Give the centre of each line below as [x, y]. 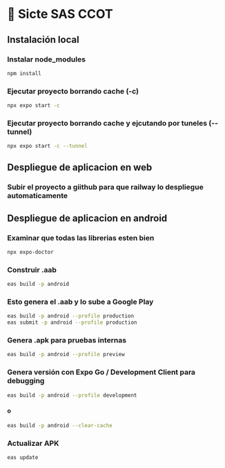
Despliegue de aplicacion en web [80, 167]
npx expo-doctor [30, 252]
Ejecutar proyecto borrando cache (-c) [73, 91]
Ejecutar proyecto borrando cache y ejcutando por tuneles [107, 123]
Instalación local [43, 40]
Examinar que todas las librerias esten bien [81, 237]
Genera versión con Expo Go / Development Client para [101, 372]
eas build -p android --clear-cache [60, 425]
